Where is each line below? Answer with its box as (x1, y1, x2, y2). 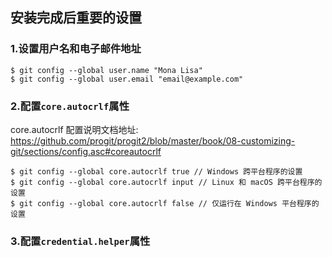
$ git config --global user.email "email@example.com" (10, 74, 244, 84)
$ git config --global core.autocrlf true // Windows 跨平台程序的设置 (10, 166, 303, 177)
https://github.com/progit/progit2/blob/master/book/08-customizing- (10, 134, 296, 147)
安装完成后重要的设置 (10, 9, 142, 27)
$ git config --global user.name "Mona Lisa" (10, 65, 203, 75)
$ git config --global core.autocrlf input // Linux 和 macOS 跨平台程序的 (10, 177, 323, 187)
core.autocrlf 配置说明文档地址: (10, 123, 139, 135)
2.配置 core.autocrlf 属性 (10, 99, 130, 113)
